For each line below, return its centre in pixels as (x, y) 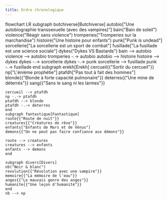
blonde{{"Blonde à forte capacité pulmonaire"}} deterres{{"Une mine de (80, 77)
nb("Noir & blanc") (26, 167)
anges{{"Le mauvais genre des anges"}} (47, 180)
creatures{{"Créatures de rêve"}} (41, 123)
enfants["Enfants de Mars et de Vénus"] (48, 127)
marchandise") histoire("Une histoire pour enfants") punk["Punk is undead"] (84, 40)
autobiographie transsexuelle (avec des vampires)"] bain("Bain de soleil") (81, 29)
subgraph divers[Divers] (31, 162)
